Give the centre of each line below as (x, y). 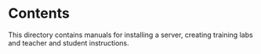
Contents (39, 13)
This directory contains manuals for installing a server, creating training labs (130, 35)
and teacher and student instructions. (69, 42)
